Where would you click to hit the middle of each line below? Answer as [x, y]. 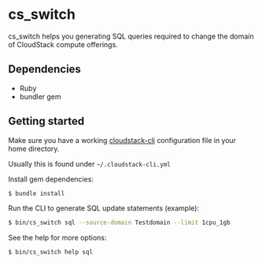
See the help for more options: [57, 238]
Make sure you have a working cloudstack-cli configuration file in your [122, 140]
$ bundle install [37, 193]
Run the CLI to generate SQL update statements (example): [103, 208]
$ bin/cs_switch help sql [50, 252]
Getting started [46, 121]
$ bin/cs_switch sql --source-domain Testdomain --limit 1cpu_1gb [119, 223]
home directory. [34, 148]
